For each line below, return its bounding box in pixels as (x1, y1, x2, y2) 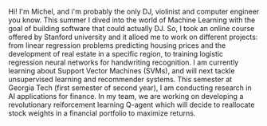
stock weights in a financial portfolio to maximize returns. (8, 108, 196, 118)
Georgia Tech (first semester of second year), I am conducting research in (8, 83, 253, 93)
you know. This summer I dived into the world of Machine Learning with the (8, 15, 256, 25)
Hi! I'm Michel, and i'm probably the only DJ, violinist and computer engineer (8, 7, 260, 16)
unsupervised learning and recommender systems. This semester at (8, 75, 233, 84)
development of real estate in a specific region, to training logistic (8, 49, 224, 58)
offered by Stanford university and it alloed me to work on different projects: (8, 32, 258, 41)
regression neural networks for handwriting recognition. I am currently (8, 57, 239, 67)
